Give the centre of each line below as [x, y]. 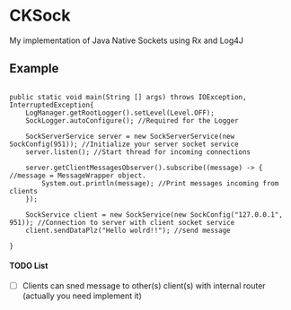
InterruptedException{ [52, 105]
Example [34, 69]
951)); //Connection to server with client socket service [122, 222]
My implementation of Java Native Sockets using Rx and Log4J [127, 40]
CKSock [40, 16]
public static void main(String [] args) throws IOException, [128, 97]
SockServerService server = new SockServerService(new [130, 136]
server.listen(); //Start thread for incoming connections [138, 152]
